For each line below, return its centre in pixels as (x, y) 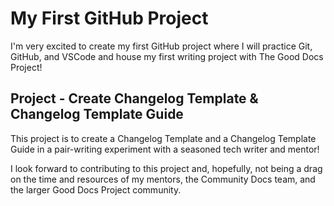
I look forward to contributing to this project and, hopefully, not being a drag (166, 168)
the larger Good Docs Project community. (96, 189)
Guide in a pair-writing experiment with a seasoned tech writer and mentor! (165, 149)
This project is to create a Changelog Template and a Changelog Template (163, 138)
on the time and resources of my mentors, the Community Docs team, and (163, 179)
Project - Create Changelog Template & (134, 98)
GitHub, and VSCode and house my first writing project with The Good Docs (167, 56)
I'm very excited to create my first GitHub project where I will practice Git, (161, 46)
